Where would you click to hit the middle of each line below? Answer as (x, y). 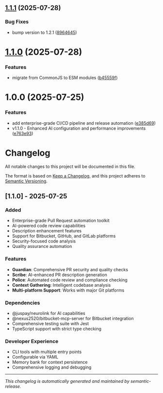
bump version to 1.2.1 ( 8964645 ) (44, 32)
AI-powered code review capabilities (49, 226)
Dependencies (23, 303)
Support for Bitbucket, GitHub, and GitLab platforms (64, 236)
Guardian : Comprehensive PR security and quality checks (70, 269)
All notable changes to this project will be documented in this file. (70, 166)
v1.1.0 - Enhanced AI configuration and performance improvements (79, 128)
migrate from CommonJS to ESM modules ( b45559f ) (65, 78)
